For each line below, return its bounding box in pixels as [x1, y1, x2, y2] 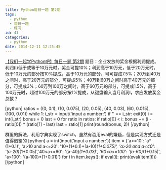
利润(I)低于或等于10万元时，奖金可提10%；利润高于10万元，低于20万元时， [5, 64, 158, 70]
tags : [5, 12, 16, 17]
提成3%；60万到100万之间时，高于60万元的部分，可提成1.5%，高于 [18, 83, 157, 89]
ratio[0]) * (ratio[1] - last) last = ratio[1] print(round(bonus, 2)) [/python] [5, 121, 150, 127]
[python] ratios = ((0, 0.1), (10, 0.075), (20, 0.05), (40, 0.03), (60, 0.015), [5, 105, 150, 112]
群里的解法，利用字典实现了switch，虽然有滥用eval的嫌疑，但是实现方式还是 [5, 131, 161, 137]
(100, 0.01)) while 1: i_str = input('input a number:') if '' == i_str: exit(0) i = [5, 111, 153, 116]
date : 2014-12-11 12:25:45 [5, 44, 61, 49]
